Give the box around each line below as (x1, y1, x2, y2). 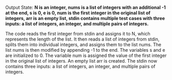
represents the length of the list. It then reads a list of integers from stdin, (5, 36, 160, 42)
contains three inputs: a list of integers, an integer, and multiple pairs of (5, 64, 156, 69)
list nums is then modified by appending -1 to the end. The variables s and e (5, 47, 165, 53)
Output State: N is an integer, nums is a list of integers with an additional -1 (5, 5, 166, 10)
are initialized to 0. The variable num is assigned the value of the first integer (5, 52, 167, 58)
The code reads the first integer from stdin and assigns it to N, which (5, 31, 150, 36)
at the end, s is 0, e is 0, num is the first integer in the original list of (5, 10, 151, 16)
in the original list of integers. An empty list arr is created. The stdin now (5, 58, 158, 64)
